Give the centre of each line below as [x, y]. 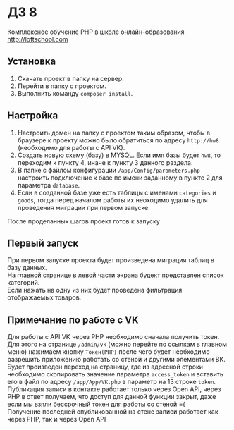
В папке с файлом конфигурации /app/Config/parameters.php [109, 170]
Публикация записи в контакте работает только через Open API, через [114, 389]
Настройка [33, 116]
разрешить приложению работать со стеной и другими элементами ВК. [116, 360]
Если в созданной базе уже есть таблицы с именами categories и [117, 192]
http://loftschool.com [38, 39]
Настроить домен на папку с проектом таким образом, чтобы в [114, 133]
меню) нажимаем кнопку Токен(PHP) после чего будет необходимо [109, 352]
